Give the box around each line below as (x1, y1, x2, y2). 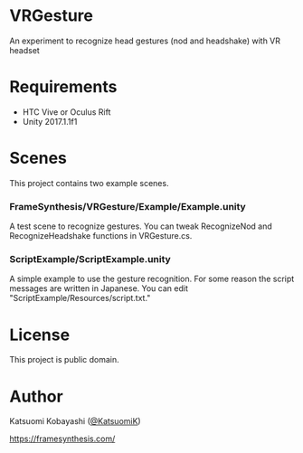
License (9, 325, 71, 344)
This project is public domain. (9, 354, 119, 365)
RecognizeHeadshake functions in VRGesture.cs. (9, 231, 193, 241)
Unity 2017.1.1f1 (22, 116, 78, 127)
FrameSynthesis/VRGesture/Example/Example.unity (9, 200, 246, 212)
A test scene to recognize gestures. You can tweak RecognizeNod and (9, 221, 273, 231)
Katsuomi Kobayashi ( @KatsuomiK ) (9, 416, 142, 427)
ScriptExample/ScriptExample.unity (9, 253, 172, 266)
